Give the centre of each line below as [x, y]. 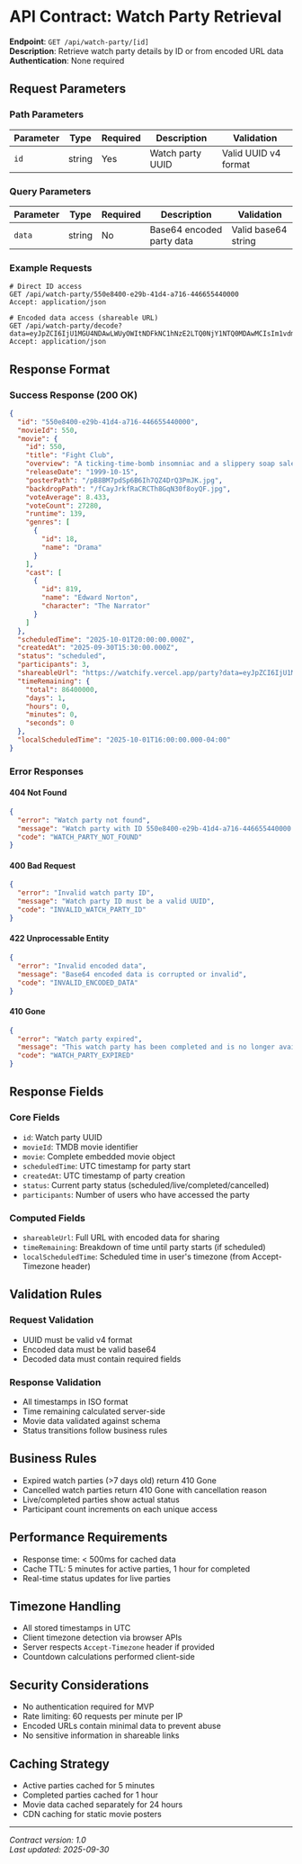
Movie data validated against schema [91, 1420]
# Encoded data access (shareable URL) [84, 318]
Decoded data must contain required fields [102, 1359]
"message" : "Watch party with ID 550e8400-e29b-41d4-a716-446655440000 [155, 828]
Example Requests [51, 267]
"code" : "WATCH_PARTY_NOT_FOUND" [80, 837]
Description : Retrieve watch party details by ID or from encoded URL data [147, 50]
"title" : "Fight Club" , [70, 455]
